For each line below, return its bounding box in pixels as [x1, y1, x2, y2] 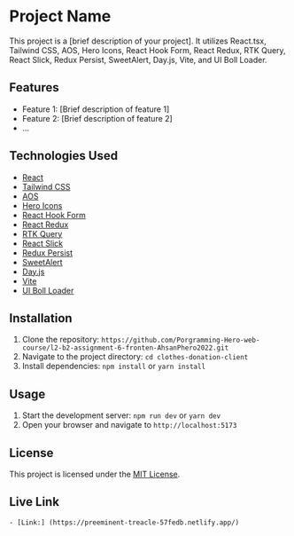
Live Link [9, 494, 60, 509]
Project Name [9, 6, 112, 27]
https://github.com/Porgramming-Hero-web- [101, 335, 260, 345]
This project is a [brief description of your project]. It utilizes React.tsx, [9, 35, 267, 46]
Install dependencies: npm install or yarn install [21, 361, 206, 372]
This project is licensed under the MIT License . [9, 469, 181, 479]
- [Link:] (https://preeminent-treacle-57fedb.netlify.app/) [9, 517, 240, 527]
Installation [9, 311, 73, 326]
